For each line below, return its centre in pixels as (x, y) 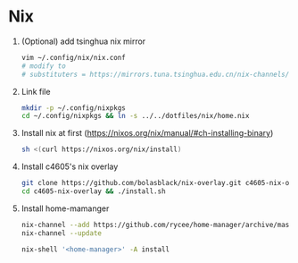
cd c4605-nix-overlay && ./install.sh (93, 191)
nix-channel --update (61, 233)
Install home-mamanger (65, 208)
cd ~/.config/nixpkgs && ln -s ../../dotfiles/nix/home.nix (135, 116)
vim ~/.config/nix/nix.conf (73, 57)
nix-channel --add (55, 225)
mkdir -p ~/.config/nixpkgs (73, 108)
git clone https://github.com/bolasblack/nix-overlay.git (131, 183)
